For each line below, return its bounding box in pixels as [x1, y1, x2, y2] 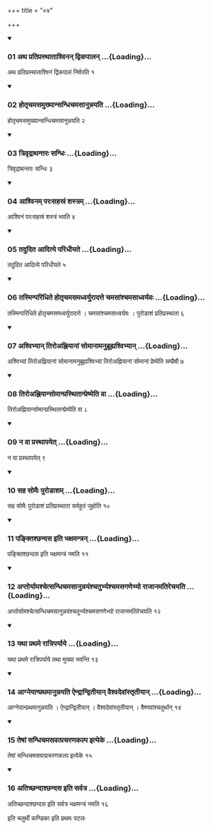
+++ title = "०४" [7, 6, 53, 14]
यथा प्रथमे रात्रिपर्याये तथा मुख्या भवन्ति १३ [7, 655, 99, 663]
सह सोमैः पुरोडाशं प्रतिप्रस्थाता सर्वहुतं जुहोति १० [7, 501, 110, 510]
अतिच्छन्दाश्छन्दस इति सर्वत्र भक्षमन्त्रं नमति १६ [7, 799, 109, 808]
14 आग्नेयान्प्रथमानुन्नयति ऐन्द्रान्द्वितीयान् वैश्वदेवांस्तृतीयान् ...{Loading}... [7, 687, 201, 697]
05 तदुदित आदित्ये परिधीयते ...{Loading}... [7, 245, 132, 255]
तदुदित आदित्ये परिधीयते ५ [7, 261, 66, 269]
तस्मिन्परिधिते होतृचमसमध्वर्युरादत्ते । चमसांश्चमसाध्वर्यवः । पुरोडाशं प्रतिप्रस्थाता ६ [7, 309, 185, 317]
